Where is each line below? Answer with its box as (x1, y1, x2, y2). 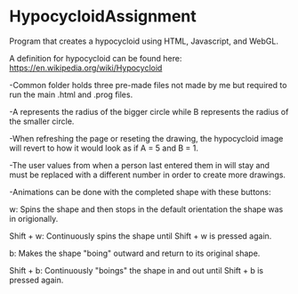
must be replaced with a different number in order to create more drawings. (9, 169, 286, 180)
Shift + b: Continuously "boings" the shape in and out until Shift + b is (9, 265, 264, 275)
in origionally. (9, 213, 59, 224)
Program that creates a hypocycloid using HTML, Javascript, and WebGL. (9, 36, 278, 46)
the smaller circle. (9, 116, 75, 127)
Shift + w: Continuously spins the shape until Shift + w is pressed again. (9, 230, 272, 241)
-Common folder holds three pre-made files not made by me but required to (9, 79, 287, 90)
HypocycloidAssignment (9, 6, 197, 27)
